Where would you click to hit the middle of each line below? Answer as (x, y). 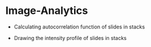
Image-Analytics (47, 11)
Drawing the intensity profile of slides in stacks (70, 38)
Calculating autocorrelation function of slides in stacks (79, 27)
